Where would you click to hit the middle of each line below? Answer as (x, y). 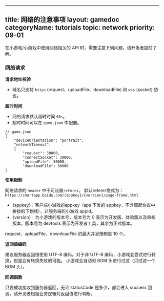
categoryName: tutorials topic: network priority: (80, 28)
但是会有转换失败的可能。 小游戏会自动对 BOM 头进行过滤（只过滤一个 (84, 261)
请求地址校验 (18, 79)
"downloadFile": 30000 (46, 166)
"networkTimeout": (32, 145)
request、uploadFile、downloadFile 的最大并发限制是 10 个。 (66, 234)
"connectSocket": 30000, (48, 158)
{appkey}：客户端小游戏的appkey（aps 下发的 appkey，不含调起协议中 (83, 205)
